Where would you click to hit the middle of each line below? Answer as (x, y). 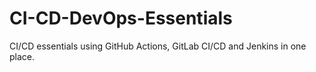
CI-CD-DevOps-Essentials (121, 18)
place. (22, 56)
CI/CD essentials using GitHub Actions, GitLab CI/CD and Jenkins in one (158, 46)
